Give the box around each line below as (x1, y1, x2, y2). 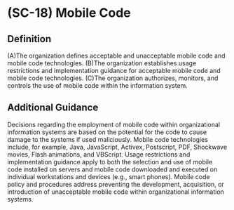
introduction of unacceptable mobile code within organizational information (7, 188, 224, 196)
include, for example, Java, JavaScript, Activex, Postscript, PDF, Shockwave (7, 143, 228, 151)
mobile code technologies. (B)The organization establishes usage (7, 59, 197, 67)
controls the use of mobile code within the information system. (7, 81, 188, 89)
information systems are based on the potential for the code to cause (7, 128, 207, 136)
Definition (7, 33, 51, 45)
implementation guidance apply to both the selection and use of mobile (7, 157, 213, 166)
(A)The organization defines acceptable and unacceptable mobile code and (7, 51, 226, 60)
